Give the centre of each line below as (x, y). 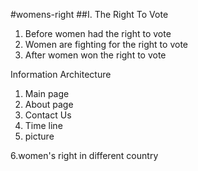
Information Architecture (61, 74)
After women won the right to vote (95, 55)
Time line (43, 125)
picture (39, 136)
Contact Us (48, 115)
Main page (47, 93)
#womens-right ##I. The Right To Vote (89, 14)
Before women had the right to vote (98, 33)
